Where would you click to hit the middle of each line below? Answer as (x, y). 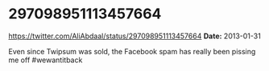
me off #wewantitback (46, 60)
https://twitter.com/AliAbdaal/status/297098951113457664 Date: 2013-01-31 (135, 36)
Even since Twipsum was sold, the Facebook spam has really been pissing (132, 51)
